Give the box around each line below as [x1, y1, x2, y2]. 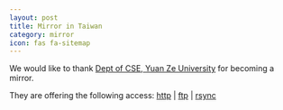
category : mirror [9, 30, 75, 39]
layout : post [9, 13, 59, 23]
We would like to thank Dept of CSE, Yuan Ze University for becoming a [9, 63, 275, 74]
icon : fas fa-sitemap [9, 38, 91, 48]
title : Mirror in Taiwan [9, 22, 103, 31]
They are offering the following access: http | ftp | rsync [9, 90, 216, 101]
